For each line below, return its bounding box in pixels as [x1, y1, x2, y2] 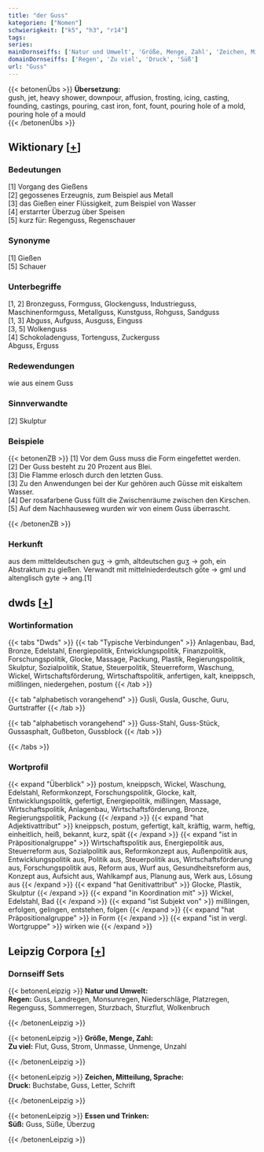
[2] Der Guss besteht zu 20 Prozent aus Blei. [8, 461, 152, 471]
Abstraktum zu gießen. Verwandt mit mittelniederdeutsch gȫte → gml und [8, 565, 246, 575]
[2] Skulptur [8, 416, 47, 425]
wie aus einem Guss [8, 379, 74, 388]
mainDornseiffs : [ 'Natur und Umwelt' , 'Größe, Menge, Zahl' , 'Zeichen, [8, 48, 247, 56]
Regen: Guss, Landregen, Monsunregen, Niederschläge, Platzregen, [8, 994, 230, 1004]
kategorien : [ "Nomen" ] [8, 19, 82, 27]
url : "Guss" [8, 63, 47, 71]
